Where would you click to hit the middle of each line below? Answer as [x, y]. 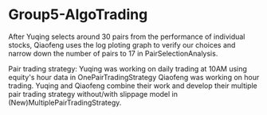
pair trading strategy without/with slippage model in [93, 94]
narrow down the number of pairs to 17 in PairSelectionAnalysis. [113, 53]
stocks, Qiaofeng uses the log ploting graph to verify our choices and [122, 44]
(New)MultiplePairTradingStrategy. [65, 102]
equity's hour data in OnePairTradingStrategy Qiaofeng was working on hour [134, 77]
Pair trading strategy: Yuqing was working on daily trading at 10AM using [128, 68]
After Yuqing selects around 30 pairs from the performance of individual [127, 36]
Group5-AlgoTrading [78, 15]
